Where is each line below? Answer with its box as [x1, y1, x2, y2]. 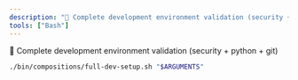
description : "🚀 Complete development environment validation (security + [9, 12, 292, 22]
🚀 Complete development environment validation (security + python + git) [9, 45, 278, 55]
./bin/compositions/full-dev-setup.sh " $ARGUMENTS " [9, 62, 204, 71]
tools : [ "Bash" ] [9, 21, 69, 30]
